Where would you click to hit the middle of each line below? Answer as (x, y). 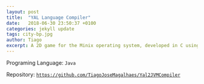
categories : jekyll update (40, 29)
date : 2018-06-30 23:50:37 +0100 (51, 23)
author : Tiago (24, 40)
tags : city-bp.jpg (29, 34)
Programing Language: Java (41, 63)
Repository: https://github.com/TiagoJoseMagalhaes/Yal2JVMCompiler (93, 74)
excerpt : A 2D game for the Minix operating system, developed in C (95, 46)
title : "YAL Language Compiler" (49, 18)
